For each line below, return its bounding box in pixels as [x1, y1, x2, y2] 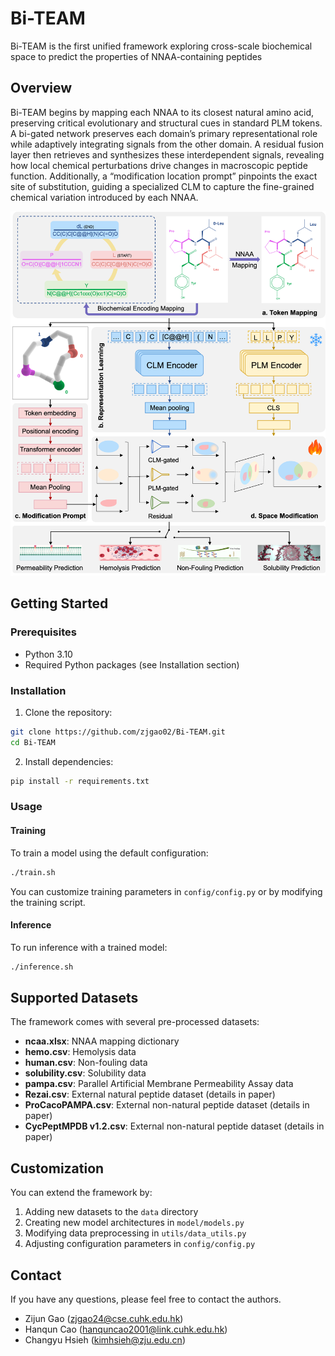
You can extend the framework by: [10, 1187, 153, 1199]
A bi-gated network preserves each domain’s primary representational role [10, 127, 318, 139]
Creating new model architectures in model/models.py [24, 1217, 245, 1229]
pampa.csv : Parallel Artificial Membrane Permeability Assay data [24, 1078, 294, 1090]
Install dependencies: [24, 755, 114, 767]
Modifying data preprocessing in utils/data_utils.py [24, 1227, 247, 1239]
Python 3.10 [24, 648, 73, 660]
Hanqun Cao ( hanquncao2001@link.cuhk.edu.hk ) [24, 1323, 228, 1336]
